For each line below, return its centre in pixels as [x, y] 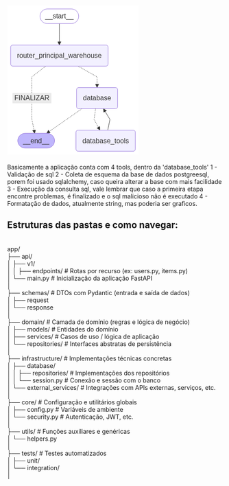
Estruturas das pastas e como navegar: [93, 225]
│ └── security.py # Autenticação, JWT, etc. [70, 417]
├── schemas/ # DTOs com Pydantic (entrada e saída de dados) [99, 292]
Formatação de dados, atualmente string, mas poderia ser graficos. [102, 204]
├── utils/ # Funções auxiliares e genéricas [69, 431]
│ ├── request [28, 300]
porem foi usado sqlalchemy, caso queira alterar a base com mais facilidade [114, 182]
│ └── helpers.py [32, 439]
